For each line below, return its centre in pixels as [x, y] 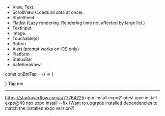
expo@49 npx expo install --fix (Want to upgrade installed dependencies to [81, 103]
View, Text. [23, 7]
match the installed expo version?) [40, 108]
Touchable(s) [26, 38]
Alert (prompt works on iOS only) [46, 49]
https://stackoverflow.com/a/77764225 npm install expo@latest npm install [81, 98]
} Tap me [14, 84]
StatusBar [22, 59]
